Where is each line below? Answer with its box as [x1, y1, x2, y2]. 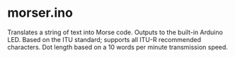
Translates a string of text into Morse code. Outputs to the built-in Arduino [7, 28, 223, 36]
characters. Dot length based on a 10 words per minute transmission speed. [7, 43, 229, 51]
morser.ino [7, 5, 73, 21]
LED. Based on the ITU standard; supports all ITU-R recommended [7, 35, 202, 43]
